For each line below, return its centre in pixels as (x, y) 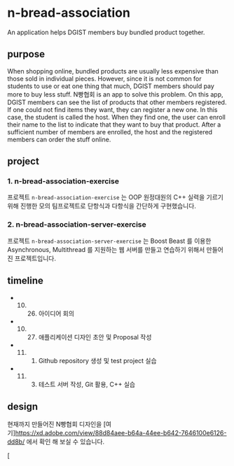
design (23, 406)
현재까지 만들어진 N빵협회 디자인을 (55, 424)
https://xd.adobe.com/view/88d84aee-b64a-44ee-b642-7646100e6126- (121, 433)
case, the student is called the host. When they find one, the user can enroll (116, 117)
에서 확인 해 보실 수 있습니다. (66, 442)
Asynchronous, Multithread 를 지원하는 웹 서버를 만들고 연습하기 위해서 (106, 249)
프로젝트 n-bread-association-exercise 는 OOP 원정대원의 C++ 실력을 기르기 (116, 197)
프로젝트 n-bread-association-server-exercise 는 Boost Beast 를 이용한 (109, 241)
